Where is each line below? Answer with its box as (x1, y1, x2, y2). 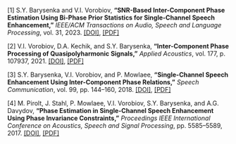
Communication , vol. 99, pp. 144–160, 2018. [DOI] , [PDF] (7, 86, 171, 93)
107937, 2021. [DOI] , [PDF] (7, 57, 85, 65)
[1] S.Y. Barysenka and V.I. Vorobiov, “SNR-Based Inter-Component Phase (7, 6, 225, 14)
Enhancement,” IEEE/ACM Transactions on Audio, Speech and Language (7, 21, 222, 29)
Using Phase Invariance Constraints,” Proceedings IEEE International (7, 114, 211, 122)
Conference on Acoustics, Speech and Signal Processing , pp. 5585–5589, (7, 122, 223, 129)
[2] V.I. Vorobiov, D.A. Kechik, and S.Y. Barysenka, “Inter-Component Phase (7, 42, 229, 50)
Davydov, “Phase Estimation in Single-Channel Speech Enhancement (7, 107, 214, 114)
